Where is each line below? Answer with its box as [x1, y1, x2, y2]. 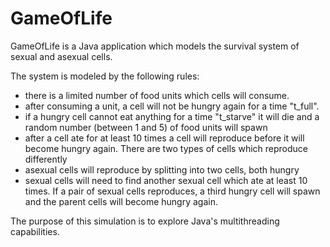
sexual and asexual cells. [10, 50, 113, 62]
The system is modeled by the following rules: [10, 70, 200, 82]
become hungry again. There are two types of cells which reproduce [24, 142, 308, 154]
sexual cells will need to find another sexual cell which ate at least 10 [24, 174, 308, 186]
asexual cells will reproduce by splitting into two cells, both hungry [24, 163, 300, 176]
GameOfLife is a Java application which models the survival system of [10, 40, 300, 52]
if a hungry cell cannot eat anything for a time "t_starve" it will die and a [24, 110, 320, 122]
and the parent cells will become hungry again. [24, 195, 218, 207]
